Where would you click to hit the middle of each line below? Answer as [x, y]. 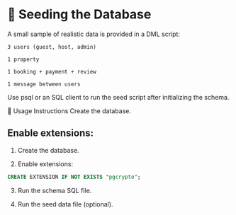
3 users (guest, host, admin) [52, 47]
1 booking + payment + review [52, 71]
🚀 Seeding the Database [79, 14]
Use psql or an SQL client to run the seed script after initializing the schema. [118, 97]
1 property [23, 59]
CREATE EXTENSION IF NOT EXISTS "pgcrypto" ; [74, 177]
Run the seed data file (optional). [65, 204]
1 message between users [44, 84]
